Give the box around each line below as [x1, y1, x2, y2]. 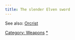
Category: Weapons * [5, 29, 48, 35]
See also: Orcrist [5, 20, 38, 26]
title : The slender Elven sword [5, 7, 70, 12]
